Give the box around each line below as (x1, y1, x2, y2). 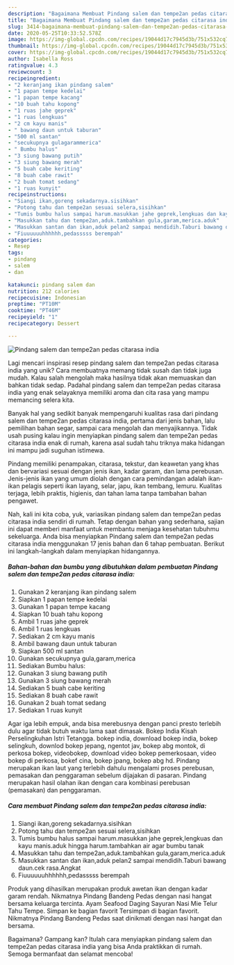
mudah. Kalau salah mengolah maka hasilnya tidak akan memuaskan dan (8, 373, 217, 382)
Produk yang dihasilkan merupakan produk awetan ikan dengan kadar (8, 884, 208, 893)
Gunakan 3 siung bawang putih (17, 669, 108, 677)
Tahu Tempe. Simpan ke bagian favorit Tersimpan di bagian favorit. (8, 907, 200, 915)
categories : (8, 236, 42, 243)
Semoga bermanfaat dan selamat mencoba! (8, 950, 133, 958)
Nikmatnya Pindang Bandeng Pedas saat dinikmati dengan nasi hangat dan (8, 914, 223, 922)
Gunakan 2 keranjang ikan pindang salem (17, 587, 137, 596)
